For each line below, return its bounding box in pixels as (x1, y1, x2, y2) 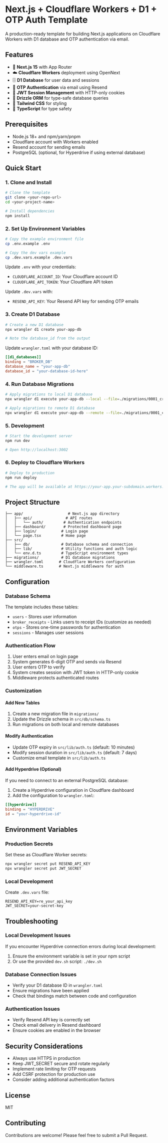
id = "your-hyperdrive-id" (5, 811, 61, 816)
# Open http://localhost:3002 (5, 447, 68, 452)
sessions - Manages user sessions (12, 629, 84, 635)
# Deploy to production (5, 470, 55, 476)
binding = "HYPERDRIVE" (5, 807, 55, 812)
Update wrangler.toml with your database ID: (5, 345, 98, 351)
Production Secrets (5, 840, 53, 847)
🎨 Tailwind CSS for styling (12, 100, 67, 106)
